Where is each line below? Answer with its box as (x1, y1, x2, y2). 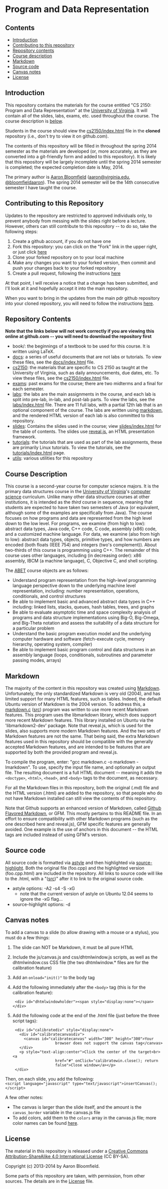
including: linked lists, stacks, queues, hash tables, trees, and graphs (12, 604, 154, 610)
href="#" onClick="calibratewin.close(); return (54, 1058, 158, 1063)
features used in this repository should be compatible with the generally (5, 739, 153, 745)
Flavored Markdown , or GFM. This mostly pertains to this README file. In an (5, 810, 162, 816)
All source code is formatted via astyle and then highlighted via (5, 860, 135, 866)
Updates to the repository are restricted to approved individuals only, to (5, 212, 152, 218)
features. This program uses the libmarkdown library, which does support (5, 712, 156, 718)
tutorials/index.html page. (12, 450, 65, 456)
